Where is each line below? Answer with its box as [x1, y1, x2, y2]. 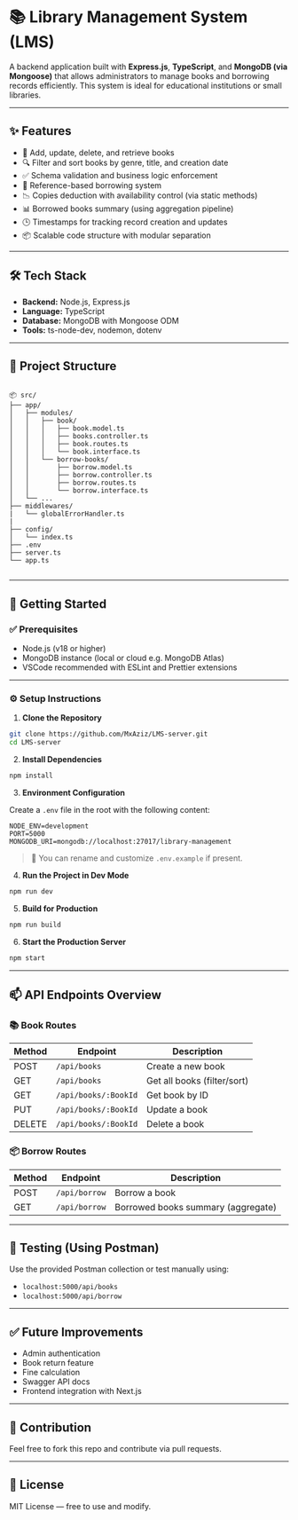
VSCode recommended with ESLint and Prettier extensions [21, 662, 238, 673]
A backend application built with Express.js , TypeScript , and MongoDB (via [9, 61, 288, 72]
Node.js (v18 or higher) [21, 643, 106, 654]
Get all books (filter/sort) [145, 1075, 249, 1087]
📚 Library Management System [9, 7, 248, 28]
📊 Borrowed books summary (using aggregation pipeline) [21, 203, 234, 214]
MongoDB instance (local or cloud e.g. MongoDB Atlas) [21, 653, 224, 664]
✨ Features [9, 123, 72, 138]
